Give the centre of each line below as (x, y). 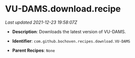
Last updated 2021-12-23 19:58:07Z (41, 22)
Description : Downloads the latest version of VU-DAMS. (69, 31)
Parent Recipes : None (34, 50)
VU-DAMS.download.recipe (63, 9)
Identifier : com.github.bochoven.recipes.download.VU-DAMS (71, 41)
